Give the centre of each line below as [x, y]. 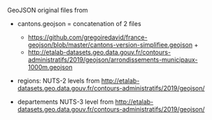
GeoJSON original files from [48, 10]
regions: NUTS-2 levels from [58, 81]
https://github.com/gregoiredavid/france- [88, 37]
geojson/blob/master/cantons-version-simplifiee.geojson [110, 45]
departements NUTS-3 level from [65, 102]
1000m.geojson [50, 67]
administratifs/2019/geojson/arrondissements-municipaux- [113, 60]
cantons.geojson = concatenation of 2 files [79, 24]
